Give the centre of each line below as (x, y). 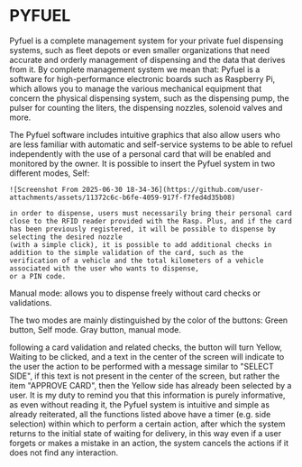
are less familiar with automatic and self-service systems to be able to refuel (151, 144)
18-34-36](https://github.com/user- (195, 189)
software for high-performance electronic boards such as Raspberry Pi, (142, 78)
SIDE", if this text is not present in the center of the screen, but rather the (145, 376)
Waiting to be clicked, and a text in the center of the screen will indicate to (147, 356)
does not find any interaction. (64, 453)
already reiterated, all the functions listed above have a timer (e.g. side (140, 414)
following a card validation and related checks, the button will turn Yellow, (146, 347)
